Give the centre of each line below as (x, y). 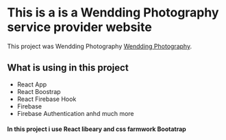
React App (32, 84)
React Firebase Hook (47, 99)
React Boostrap (39, 91)
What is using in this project (68, 68)
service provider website (79, 27)
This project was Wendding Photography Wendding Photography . (100, 46)
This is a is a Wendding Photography (113, 13)
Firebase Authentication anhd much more (76, 113)
